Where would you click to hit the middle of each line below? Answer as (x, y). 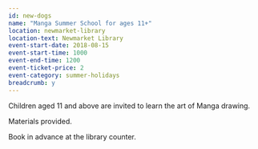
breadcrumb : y (32, 83)
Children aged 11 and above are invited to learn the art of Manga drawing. (129, 106)
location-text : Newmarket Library (66, 38)
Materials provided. (40, 121)
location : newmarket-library (57, 30)
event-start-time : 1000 (48, 53)
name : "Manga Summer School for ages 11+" (80, 23)
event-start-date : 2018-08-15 (59, 46)
